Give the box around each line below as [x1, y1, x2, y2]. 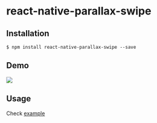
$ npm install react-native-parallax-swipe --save [6, 44, 136, 50]
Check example [6, 110, 45, 117]
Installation [6, 28, 50, 39]
